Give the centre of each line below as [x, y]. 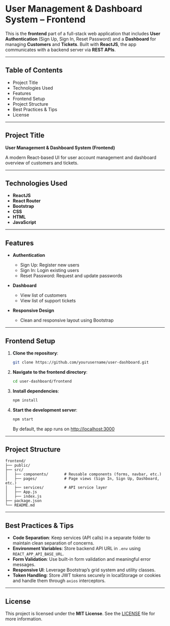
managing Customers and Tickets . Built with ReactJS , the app [71, 44]
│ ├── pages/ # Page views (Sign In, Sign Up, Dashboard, [82, 479]
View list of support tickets [48, 301]
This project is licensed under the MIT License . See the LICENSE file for [80, 613]
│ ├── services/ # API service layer [56, 488]
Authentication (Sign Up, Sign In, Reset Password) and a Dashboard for [81, 39]
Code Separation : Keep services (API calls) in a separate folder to [81, 538]
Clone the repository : [35, 353]
